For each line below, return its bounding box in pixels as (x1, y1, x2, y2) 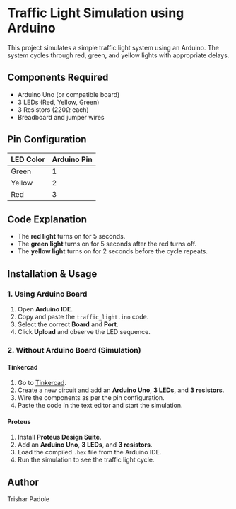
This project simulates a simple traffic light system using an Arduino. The (7, 43, 219, 52)
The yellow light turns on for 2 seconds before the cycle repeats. (17, 247, 208, 256)
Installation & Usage (7, 268, 98, 280)
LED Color (11, 154, 45, 164)
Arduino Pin (52, 154, 93, 164)
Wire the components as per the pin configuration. (17, 394, 165, 402)
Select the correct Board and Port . (17, 320, 119, 328)
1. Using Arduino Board (7, 289, 88, 299)
